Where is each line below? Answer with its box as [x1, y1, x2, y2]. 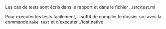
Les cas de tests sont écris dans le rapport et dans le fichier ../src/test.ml [5, 4, 156, 10]
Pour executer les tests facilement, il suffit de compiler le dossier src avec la [5, 14, 162, 19]
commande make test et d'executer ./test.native [5, 19, 104, 25]
